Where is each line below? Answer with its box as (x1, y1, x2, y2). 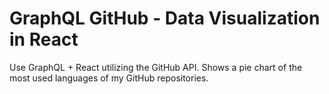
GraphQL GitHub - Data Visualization (9, 7, 321, 30)
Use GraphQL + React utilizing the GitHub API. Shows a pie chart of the (9, 61, 303, 73)
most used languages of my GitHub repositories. (9, 72, 209, 84)
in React (9, 28, 79, 51)
